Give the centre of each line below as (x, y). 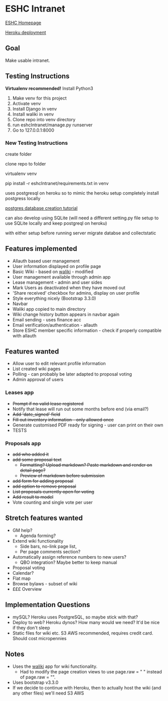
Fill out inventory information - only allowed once (63, 419)
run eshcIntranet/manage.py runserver (52, 125)
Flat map (22, 578)
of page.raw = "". (38, 677)
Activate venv (27, 103)
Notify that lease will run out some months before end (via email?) (80, 409)
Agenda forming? (38, 536)
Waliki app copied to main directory (49, 309)
